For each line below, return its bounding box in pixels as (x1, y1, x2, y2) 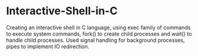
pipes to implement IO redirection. (6, 43, 90, 50)
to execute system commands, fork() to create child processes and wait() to (6, 30, 192, 37)
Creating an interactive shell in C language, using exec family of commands (6, 24, 191, 31)
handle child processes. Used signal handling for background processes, (6, 36, 186, 43)
